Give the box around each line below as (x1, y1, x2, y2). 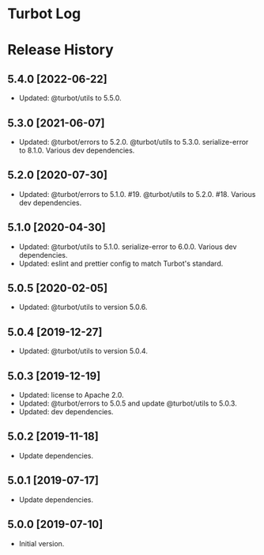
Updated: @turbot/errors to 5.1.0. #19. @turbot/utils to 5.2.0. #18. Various (18, 189, 256, 198)
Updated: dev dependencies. (18, 407, 114, 417)
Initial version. (18, 538, 65, 548)
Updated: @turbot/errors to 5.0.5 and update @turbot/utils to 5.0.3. (18, 398, 238, 408)
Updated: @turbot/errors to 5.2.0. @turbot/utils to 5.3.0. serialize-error (18, 138, 249, 146)
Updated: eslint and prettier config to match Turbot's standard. (18, 259, 224, 268)
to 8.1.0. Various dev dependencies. (18, 145, 135, 155)
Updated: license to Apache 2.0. (18, 391, 124, 400)
